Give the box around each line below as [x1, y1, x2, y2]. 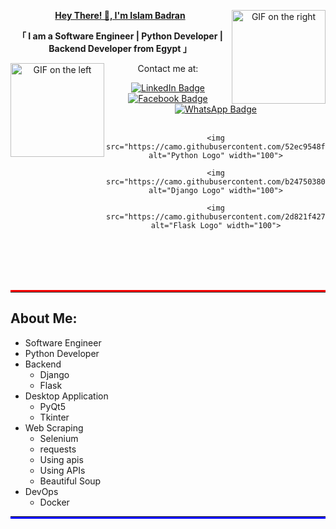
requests [39, 443, 77, 455]
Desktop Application [24, 390, 109, 402]
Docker [39, 496, 70, 508]
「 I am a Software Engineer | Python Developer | [17, 30, 223, 42]
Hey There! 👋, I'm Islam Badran [54, 10, 186, 21]
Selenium [39, 432, 79, 444]
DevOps [24, 485, 59, 497]
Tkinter [39, 411, 70, 423]
